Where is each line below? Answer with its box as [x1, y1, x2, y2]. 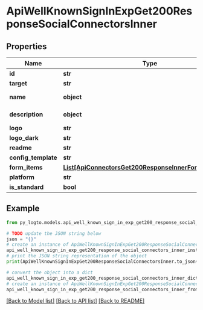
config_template [9, 153, 57, 162]
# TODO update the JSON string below [6, 230, 101, 237]
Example [6, 203, 40, 214]
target [9, 79, 27, 87]
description [9, 110, 43, 119]
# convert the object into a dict [6, 269, 94, 275]
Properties [6, 41, 47, 51]
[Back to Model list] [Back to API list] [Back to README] [6, 297, 145, 305]
